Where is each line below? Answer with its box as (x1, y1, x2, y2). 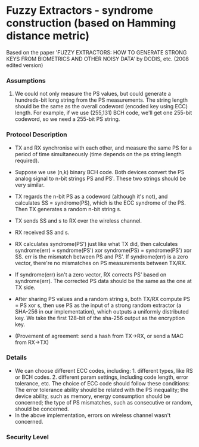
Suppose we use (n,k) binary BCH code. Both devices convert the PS (14, 168, 185, 175)
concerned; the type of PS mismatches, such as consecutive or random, (14, 399, 192, 406)
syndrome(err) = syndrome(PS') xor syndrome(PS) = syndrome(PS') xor (14, 247, 192, 254)
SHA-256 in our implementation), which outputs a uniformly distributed (14, 308, 189, 315)
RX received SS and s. (14, 229, 70, 236)
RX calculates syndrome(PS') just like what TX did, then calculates (14, 240, 178, 247)
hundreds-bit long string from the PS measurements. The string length (14, 96, 188, 104)
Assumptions (6, 76, 46, 84)
